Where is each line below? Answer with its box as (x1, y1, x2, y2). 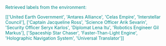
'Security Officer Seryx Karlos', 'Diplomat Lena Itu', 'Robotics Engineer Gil (5, 24, 159, 30)
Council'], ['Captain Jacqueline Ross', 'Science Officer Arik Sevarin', (5, 19, 148, 25)
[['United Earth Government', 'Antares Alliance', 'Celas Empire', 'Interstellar (5, 14, 161, 19)
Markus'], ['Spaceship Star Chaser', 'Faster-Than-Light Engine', (5, 30, 138, 35)
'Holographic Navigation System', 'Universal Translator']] (5, 35, 124, 41)
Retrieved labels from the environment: (5, 4, 87, 10)
